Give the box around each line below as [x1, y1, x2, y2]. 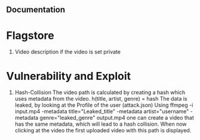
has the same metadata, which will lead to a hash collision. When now [14, 120, 187, 127]
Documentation [6, 5, 66, 15]
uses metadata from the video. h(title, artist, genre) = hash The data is [14, 95, 187, 102]
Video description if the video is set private [14, 48, 121, 55]
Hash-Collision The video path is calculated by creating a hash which [14, 89, 186, 96]
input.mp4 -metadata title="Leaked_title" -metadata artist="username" [14, 108, 189, 115]
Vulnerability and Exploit [6, 69, 131, 83]
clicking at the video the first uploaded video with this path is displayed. [14, 127, 192, 134]
